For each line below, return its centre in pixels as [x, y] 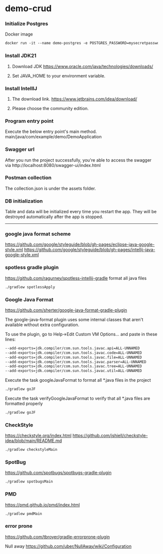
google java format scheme [38, 234]
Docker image [19, 34]
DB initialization [24, 201]
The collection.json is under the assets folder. [50, 188]
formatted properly [24, 404]
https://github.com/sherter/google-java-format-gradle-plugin [66, 310]
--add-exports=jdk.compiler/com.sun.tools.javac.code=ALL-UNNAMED [73, 353]
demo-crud [28, 9]
